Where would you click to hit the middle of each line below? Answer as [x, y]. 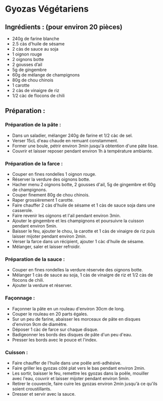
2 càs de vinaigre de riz [36, 90]
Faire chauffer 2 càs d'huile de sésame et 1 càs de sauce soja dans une [83, 205]
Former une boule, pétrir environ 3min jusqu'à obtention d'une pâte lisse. [85, 146]
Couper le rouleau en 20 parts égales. [50, 314]
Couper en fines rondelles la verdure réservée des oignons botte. [78, 270]
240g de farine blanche [36, 38]
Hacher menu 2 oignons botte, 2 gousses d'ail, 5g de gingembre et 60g [84, 184]
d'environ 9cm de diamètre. [40, 324]
